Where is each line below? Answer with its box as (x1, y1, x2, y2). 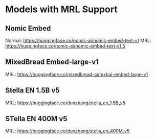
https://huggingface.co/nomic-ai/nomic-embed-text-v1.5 (5, 43, 125, 49)
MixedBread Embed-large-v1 (5, 58, 99, 66)
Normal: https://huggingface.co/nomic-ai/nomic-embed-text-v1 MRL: (5, 37, 151, 43)
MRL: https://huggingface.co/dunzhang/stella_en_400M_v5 (5, 128, 130, 134)
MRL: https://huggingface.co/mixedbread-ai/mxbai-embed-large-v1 (5, 71, 148, 77)
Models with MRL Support (5, 4, 118, 15)
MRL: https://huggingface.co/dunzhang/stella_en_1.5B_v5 (5, 100, 126, 106)
